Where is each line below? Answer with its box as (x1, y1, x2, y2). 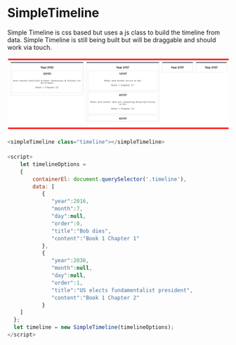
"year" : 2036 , (51, 257, 90, 264)
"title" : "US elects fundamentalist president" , (51, 287, 193, 294)
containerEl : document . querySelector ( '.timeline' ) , (32, 176, 188, 183)
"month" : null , (51, 265, 93, 272)
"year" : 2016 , (51, 198, 90, 205)
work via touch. (7, 43, 53, 51)
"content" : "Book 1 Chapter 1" (51, 235, 140, 242)
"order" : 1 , (51, 279, 83, 286)
